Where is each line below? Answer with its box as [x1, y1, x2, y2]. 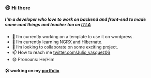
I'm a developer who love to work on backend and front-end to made [5, 16, 146, 22]
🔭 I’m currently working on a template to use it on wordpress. [12, 33, 134, 39]
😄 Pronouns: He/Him [12, 56, 55, 62]
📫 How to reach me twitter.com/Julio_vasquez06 [12, 49, 110, 55]
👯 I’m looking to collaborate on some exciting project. [12, 44, 118, 50]
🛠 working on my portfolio [5, 68, 60, 74]
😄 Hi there [5, 4, 30, 11]
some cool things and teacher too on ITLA [5, 21, 91, 27]
